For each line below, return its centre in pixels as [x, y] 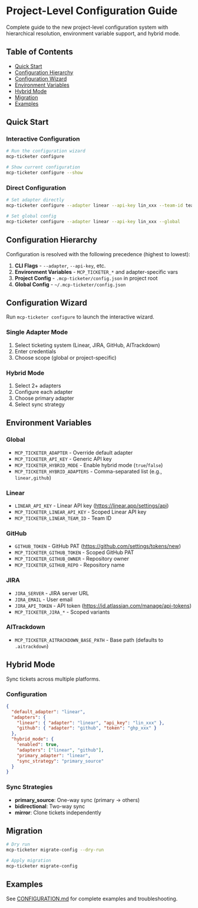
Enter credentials [35, 351]
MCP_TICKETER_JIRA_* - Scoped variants [62, 612]
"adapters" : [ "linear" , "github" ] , [60, 750]
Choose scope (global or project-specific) [65, 357]
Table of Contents [40, 52]
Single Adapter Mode [37, 332]
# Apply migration [29, 861]
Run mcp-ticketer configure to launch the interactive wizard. [80, 317]
